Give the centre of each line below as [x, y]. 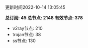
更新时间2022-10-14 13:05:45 [35, 7]
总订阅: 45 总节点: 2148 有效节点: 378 [44, 18]
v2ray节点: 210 [28, 28]
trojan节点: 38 [27, 34]
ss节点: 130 [24, 41]
